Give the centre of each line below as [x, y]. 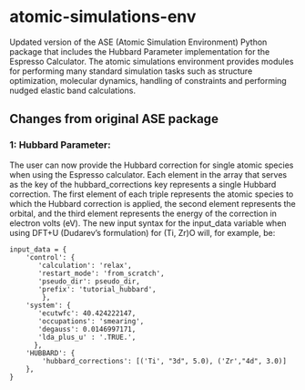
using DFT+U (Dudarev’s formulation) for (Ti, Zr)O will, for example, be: [142, 232]
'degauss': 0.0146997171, [87, 329]
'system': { [48, 305]
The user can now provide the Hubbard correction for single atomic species [152, 165]
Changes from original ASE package [114, 119]
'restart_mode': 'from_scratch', [102, 273]
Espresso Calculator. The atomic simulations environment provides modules [152, 61]
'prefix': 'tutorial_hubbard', [97, 289]
